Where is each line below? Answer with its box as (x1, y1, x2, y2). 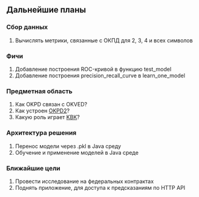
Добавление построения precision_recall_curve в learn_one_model (15, 72, 186, 79)
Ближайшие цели (6, 164, 60, 172)
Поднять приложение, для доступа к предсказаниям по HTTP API (15, 184, 186, 191)
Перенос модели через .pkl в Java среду (15, 142, 122, 150)
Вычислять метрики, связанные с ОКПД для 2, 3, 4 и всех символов (15, 36, 193, 44)
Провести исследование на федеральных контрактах (15, 178, 154, 185)
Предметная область (6, 87, 73, 95)
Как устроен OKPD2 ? (15, 107, 70, 114)
